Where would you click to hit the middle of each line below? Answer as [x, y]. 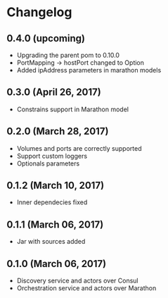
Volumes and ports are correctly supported [79, 148]
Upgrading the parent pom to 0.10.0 [68, 55]
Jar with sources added [51, 242]
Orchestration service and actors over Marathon [86, 288]
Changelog [39, 12]
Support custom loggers [52, 156]
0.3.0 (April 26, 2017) [54, 92]
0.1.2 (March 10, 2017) [56, 186]
